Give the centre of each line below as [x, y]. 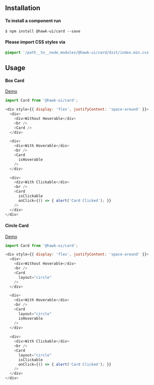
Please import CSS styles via [35, 42]
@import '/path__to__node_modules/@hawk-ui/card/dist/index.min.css [77, 52]
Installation [23, 8]
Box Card [15, 80]
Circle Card [17, 225]
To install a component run [33, 20]
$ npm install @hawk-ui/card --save [43, 31]
